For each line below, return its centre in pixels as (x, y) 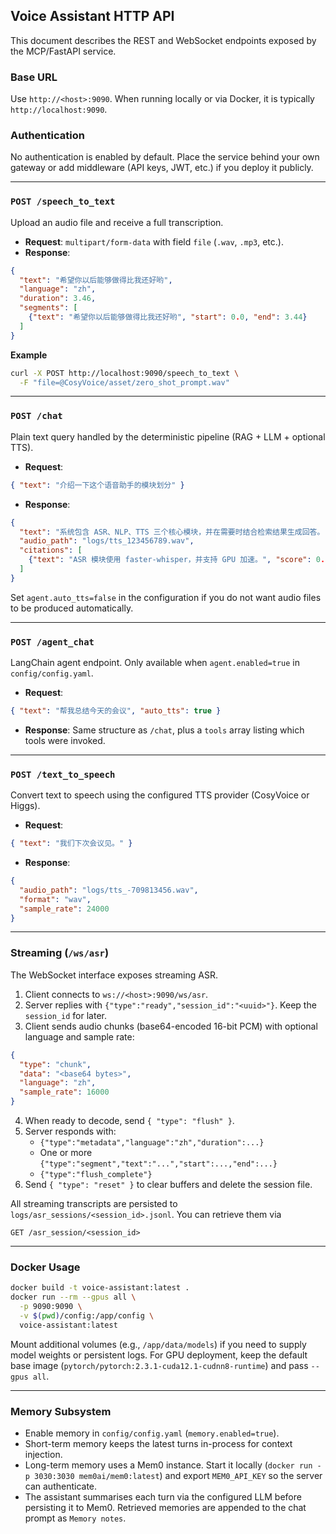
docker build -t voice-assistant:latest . (100, 1288)
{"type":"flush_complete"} (96, 1175)
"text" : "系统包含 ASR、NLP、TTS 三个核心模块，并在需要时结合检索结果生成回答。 (172, 532)
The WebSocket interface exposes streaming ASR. (114, 975)
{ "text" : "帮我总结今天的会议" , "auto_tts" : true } (116, 711)
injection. (43, 1454)
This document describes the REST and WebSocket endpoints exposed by (163, 40)
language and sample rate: (79, 1036)
